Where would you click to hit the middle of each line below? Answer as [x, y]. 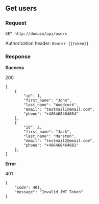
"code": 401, [28, 187]
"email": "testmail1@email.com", [59, 109]
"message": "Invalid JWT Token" [49, 192]
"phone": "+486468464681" [51, 145]
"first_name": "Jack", [48, 132]
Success [15, 67]
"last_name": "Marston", [50, 136]
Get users [21, 8]
